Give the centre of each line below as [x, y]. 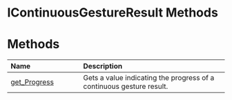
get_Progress [32, 82]
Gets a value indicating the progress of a [148, 78]
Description [103, 66]
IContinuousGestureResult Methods [113, 13]
